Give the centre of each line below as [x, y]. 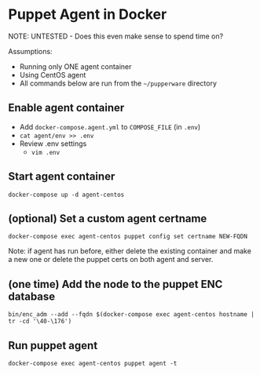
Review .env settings [53, 144]
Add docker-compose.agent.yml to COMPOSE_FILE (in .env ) [110, 126]
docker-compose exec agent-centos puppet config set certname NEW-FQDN [128, 237]
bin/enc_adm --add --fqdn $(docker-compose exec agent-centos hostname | [132, 315]
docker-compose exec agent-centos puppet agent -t [93, 363]
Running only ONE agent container [75, 66]
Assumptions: [30, 51]
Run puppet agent [53, 346]
